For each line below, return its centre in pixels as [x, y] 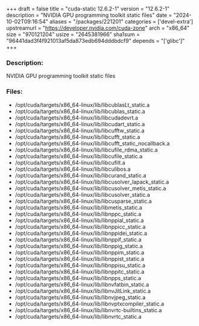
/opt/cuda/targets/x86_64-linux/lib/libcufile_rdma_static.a [86, 150]
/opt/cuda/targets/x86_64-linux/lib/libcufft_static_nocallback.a [92, 143]
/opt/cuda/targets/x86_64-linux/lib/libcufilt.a [70, 162]
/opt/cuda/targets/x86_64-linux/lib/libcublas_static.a [80, 111]
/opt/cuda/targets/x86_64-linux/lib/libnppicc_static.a [80, 226]
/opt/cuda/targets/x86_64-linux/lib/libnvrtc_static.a [78, 316]
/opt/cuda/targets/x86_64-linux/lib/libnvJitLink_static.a [83, 291]
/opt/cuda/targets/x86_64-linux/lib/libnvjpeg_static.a [80, 297]
